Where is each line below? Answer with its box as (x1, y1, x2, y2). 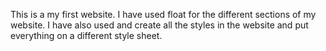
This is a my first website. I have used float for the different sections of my (10, 9, 317, 20)
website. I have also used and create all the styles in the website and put (10, 19, 309, 31)
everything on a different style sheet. (10, 30, 163, 41)
